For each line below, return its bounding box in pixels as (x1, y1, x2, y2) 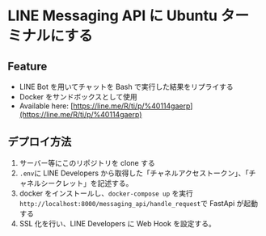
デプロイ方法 (7, 135, 72, 149)
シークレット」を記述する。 (40, 178, 133, 188)
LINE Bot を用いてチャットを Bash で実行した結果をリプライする (19, 82, 234, 91)
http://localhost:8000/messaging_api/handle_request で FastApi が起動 (19, 198, 259, 208)
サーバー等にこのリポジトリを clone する (19, 158, 155, 167)
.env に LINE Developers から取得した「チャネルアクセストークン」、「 (19, 168, 249, 178)
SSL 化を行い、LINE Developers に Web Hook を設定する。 (19, 218, 216, 228)
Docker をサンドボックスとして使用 (19, 92, 138, 101)
